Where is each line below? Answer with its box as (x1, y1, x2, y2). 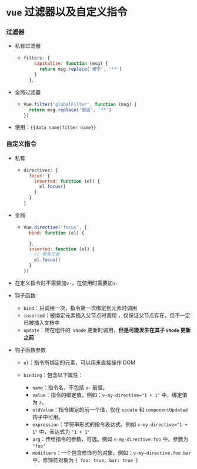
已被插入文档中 (23, 319, 60, 326)
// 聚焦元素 (34, 252, 60, 257)
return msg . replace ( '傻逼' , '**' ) (28, 107, 112, 113)
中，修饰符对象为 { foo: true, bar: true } (32, 456, 139, 463)
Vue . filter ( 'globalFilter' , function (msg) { (23, 101, 137, 107)
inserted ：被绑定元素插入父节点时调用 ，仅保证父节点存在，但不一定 (23, 312, 191, 319)
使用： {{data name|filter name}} (14, 124, 96, 131)
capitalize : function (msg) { (34, 61, 108, 67)
